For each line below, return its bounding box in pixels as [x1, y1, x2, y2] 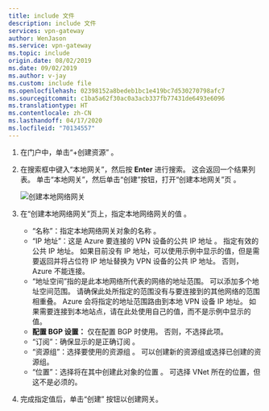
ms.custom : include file [8, 79, 92, 87]
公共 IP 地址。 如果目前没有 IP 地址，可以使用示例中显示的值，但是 [31, 246, 253, 255]
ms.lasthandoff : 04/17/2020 [8, 117, 103, 125]
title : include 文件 [8, 11, 75, 20]
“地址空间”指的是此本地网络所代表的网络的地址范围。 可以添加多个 [31, 276, 252, 286]
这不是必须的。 [31, 376, 82, 387]
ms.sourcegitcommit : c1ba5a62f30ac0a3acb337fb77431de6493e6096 [8, 94, 226, 102]
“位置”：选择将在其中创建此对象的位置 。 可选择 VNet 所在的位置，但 [31, 367, 261, 376]
